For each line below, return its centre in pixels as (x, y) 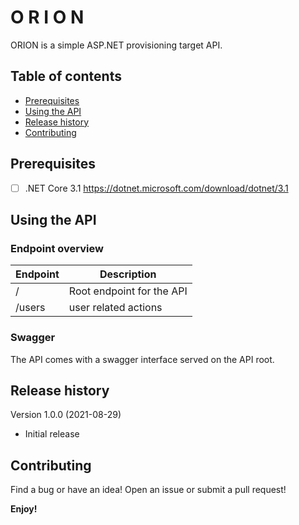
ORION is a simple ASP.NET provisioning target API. (116, 45)
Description (128, 274)
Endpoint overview (57, 248)
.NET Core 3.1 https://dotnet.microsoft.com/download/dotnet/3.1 (156, 188)
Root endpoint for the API (128, 291)
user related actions (115, 308)
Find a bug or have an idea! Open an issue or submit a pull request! (148, 490)
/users (30, 308)
